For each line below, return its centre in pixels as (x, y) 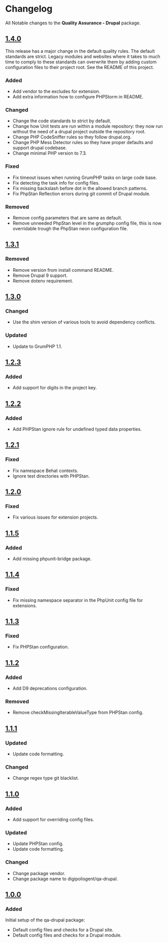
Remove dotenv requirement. (43, 281)
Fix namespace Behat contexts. (45, 470)
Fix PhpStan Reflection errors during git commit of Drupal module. (81, 194)
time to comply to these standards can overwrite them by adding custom (81, 62)
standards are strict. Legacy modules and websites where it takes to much (83, 56)
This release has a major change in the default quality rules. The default (80, 51)
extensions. (25, 605)
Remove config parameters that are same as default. (67, 217)
